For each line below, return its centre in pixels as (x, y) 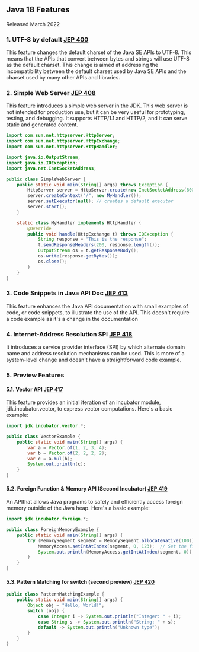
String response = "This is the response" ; (92, 240)
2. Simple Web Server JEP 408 (51, 93)
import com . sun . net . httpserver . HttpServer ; (61, 136)
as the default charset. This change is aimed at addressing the (82, 65)
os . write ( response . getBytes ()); (78, 256)
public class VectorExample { (44, 437)
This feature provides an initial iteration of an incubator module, (84, 402)
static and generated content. (42, 125)
